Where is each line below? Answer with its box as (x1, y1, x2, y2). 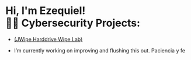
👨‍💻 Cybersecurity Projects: (5, 16, 141, 30)
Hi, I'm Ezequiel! (5, 4, 86, 17)
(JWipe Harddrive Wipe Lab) (13, 36, 83, 43)
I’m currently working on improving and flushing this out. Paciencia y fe (13, 47, 185, 54)
